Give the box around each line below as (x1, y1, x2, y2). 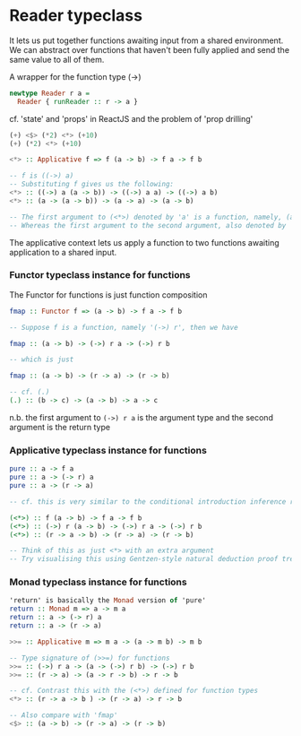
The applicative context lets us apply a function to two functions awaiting (9, 237, 279, 247)
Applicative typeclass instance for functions (9, 444, 208, 456)
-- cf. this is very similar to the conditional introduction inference (9, 497, 287, 507)
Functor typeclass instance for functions (9, 269, 191, 281)
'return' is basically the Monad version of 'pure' (9, 596, 206, 605)
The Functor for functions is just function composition (9, 289, 208, 300)
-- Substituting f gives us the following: (9, 180, 175, 189)
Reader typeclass (9, 5, 143, 26)
